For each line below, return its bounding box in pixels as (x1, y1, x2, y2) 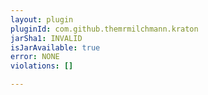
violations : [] (10, 61, 74, 71)
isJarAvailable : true (10, 42, 101, 53)
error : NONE (10, 52, 60, 62)
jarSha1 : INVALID (10, 33, 83, 43)
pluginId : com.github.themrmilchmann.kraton (10, 24, 199, 34)
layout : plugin (10, 14, 74, 25)
